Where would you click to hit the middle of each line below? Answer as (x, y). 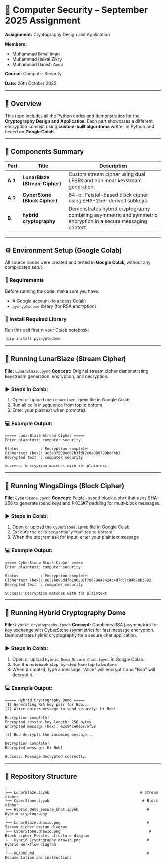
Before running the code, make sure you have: (52, 291)
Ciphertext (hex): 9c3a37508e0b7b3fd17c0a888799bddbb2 (63, 453)
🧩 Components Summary (44, 152)
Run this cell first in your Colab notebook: (47, 330)
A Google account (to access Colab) (49, 301)
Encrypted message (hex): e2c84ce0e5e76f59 (51, 727)
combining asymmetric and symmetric (113, 215)
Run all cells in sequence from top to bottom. (58, 405)
